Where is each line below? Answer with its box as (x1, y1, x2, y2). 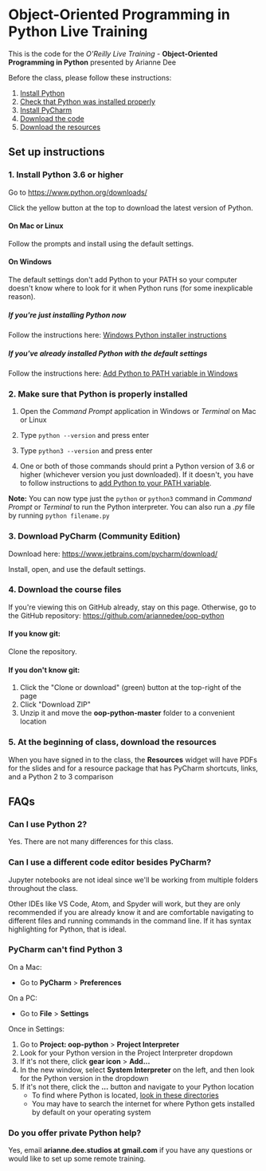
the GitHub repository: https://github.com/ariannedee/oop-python (8, 610, 225, 620)
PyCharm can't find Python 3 (8, 944, 123, 955)
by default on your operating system (31, 1107, 151, 1117)
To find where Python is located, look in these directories (31, 1090, 219, 1100)
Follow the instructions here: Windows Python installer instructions (8, 330, 227, 340)
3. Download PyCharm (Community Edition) (8, 530, 181, 542)
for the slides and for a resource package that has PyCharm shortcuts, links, (8, 763, 259, 773)
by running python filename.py (8, 511, 110, 520)
